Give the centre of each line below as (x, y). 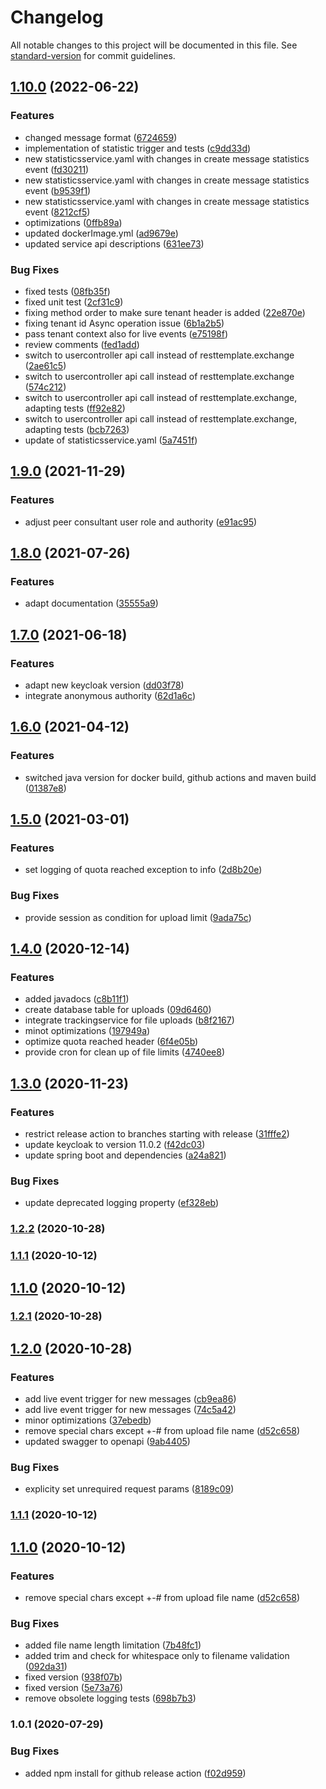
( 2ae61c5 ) (45, 365)
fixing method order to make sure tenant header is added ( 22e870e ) (165, 312)
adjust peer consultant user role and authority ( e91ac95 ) (141, 522)
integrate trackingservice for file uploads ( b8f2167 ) (129, 1020)
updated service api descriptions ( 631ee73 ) (114, 243)
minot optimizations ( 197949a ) (87, 1031)
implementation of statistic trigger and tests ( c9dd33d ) (138, 148)
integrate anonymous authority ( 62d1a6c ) (110, 695)
